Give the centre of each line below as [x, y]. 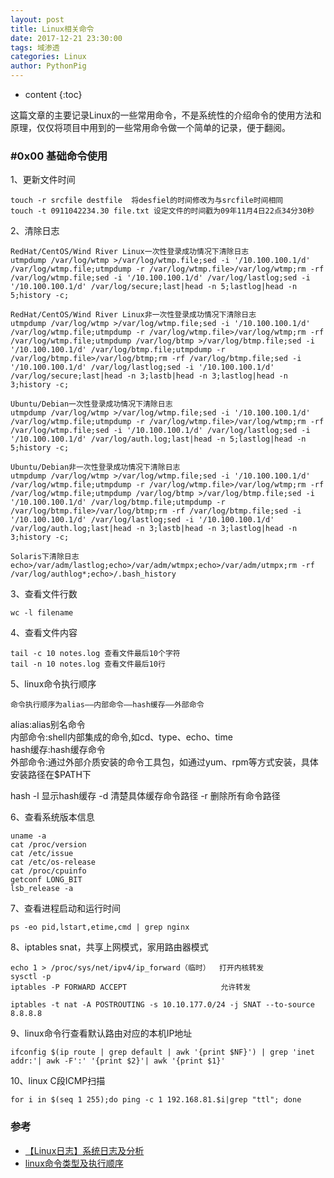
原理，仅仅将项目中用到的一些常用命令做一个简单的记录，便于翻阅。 [150, 127]
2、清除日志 [35, 231]
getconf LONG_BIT [46, 880]
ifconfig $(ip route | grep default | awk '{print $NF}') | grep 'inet [162, 1052]
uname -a [28, 836]
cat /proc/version [48, 845]
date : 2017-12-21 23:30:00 [66, 38]
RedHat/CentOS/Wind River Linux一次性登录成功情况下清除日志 [130, 252]
